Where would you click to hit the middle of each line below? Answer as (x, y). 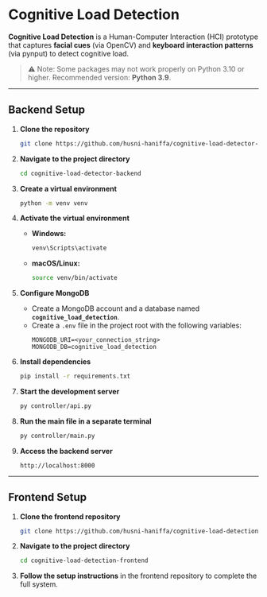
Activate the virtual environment (74, 218)
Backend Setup (47, 110)
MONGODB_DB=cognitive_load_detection (94, 347)
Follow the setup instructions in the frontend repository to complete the (138, 576)
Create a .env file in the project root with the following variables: (137, 326)
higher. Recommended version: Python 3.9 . (99, 77)
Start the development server (70, 392)
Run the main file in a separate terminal (86, 421)
